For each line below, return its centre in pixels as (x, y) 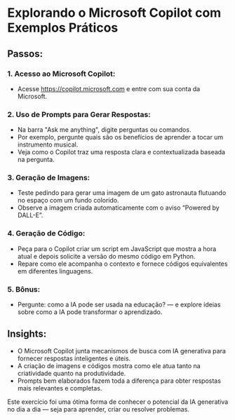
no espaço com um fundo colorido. (68, 201)
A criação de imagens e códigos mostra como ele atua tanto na (109, 365)
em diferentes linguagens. (55, 271)
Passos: (25, 54)
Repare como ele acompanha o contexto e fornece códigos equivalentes (122, 264)
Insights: (27, 334)
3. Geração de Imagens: (49, 178)
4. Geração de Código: (46, 233)
